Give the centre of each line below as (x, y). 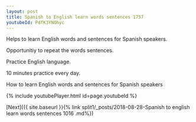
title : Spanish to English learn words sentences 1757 (75, 17)
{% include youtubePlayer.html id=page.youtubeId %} (72, 96)
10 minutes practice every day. (43, 73)
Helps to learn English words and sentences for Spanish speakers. (87, 39)
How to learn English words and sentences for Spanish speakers (85, 84)
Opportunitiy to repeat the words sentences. (60, 50)
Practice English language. (38, 62)
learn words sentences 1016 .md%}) (50, 113)
